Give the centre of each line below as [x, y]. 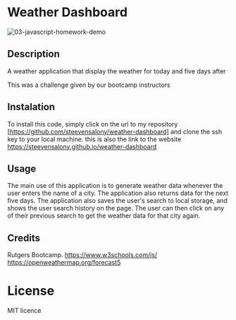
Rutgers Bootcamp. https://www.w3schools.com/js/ [82, 255]
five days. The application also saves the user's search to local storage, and [117, 201]
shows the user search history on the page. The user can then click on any [116, 208]
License [31, 291]
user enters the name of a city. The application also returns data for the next [118, 193]
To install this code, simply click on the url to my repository [93, 124]
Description [33, 54]
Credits [24, 238]
